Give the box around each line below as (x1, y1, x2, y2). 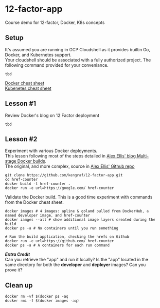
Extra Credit (5, 251, 30, 257)
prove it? (5, 267, 23, 273)
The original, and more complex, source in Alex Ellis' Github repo (5, 163, 135, 169)
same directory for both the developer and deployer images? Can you (5, 262, 146, 268)
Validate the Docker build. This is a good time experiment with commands (5, 194, 153, 200)
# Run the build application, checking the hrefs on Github (5, 234, 130, 239)
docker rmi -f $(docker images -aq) (5, 298, 79, 303)
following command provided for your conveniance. (5, 62, 108, 68)
